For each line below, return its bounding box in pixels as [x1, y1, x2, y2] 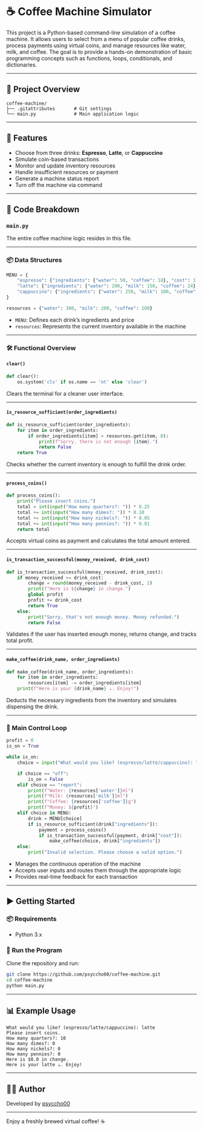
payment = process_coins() [38, 827, 107, 833]
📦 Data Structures [6, 256, 62, 264]
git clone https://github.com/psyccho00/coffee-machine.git [6, 971, 161, 977]
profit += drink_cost [28, 597, 83, 604]
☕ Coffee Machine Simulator [6, 5, 152, 19]
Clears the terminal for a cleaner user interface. [6, 389, 124, 397]
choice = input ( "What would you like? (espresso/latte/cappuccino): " [17, 760, 199, 766]
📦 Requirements [6, 914, 57, 923]
